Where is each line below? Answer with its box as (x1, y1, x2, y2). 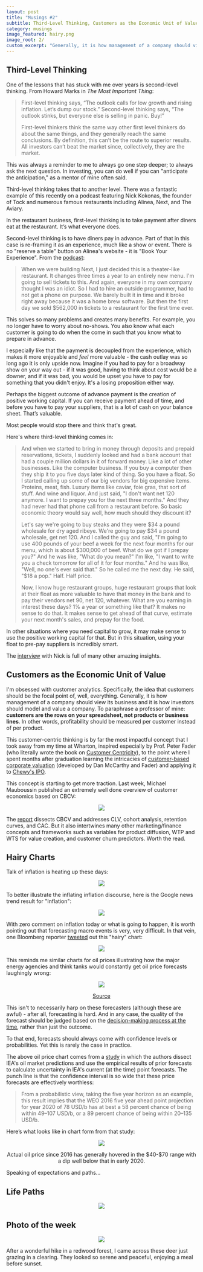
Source (92, 992, 111, 1000)
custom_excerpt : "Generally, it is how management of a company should (6, 43, 190, 49)
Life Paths (6, 1186, 45, 1197)
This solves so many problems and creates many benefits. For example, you (6, 315, 196, 323)
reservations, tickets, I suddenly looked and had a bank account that (21, 451, 192, 458)
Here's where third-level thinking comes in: (6, 433, 114, 440)
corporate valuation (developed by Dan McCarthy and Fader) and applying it (6, 762, 196, 769)
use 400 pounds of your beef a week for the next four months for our (21, 540, 194, 547)
